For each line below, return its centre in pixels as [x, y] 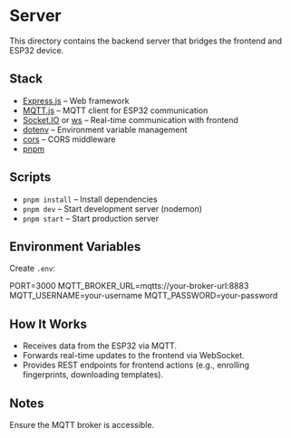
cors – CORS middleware [69, 139]
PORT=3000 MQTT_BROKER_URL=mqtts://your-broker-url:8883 [129, 286]
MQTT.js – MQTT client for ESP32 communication [115, 110]
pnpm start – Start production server [91, 218]
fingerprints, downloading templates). [93, 375]
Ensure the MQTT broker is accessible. [82, 425]
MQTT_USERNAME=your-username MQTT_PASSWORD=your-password [144, 296]
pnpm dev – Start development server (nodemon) [112, 208]
